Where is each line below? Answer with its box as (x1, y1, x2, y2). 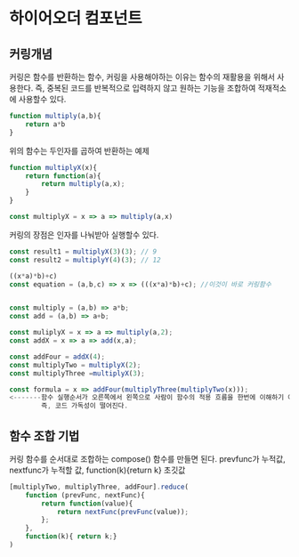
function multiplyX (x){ (9, 163, 98, 172)
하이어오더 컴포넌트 (9, 8, 142, 28)
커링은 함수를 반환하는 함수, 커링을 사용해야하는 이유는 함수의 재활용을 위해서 (9, 72, 276, 82)
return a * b (25, 119, 66, 129)
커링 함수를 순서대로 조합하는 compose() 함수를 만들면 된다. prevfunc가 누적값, (9, 453, 287, 464)
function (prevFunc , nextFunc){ (25, 490, 145, 499)
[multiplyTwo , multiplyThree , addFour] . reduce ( (9, 482, 190, 491)
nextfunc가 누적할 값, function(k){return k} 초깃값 (9, 464, 186, 475)
